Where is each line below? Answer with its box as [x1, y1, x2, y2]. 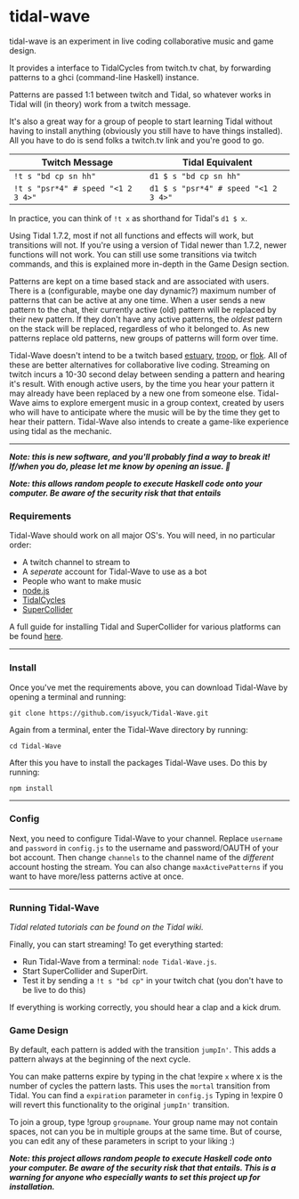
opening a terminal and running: [9, 691, 126, 702]
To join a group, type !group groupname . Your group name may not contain [9, 1117, 279, 1128]
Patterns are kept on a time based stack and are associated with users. [9, 275, 270, 286]
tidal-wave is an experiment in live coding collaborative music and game [9, 36, 274, 46]
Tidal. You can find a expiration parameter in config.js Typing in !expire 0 [9, 1090, 283, 1101]
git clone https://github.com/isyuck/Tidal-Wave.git [9, 709, 209, 718]
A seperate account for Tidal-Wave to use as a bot [21, 566, 207, 577]
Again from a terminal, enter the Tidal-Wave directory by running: [9, 724, 248, 735]
